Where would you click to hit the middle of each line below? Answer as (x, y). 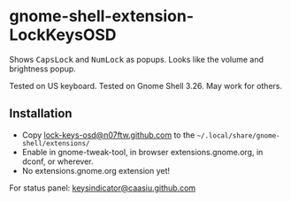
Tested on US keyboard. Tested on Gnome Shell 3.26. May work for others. (146, 86)
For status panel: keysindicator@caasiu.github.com (103, 188)
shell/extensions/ (56, 143)
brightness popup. (43, 69)
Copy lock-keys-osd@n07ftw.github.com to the (108, 135)
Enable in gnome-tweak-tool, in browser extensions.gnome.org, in (142, 152)
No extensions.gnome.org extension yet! (96, 170)
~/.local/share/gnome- (238, 135)
